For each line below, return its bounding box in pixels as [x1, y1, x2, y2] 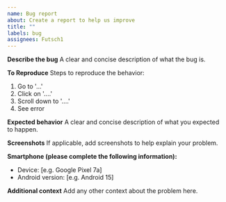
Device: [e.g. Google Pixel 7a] [17, 166, 102, 174]
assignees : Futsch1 [7, 36, 64, 43]
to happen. [7, 125, 38, 134]
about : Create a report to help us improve [7, 17, 136, 24]
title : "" [7, 23, 36, 30]
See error [17, 104, 45, 113]
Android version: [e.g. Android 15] [17, 173, 114, 182]
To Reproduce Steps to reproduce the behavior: [7, 69, 145, 77]
